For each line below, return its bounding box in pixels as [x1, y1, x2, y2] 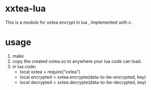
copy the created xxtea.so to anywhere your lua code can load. [12, 58, 142, 64]
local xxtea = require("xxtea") [19, 69, 81, 75]
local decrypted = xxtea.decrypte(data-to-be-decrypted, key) [19, 79, 147, 85]
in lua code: [12, 63, 37, 69]
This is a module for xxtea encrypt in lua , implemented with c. [5, 19, 133, 25]
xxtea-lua [5, 3, 46, 14]
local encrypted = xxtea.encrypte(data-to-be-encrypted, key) [19, 74, 147, 80]
